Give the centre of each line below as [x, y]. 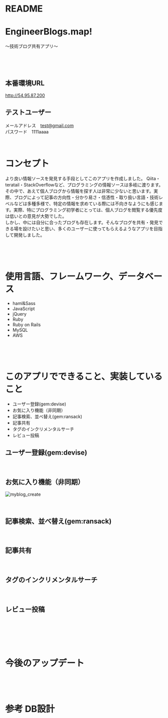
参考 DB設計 [30, 709]
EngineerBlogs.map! [49, 32]
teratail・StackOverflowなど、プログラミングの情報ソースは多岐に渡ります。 [84, 185]
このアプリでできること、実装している [84, 376]
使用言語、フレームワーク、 [62, 276]
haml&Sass [24, 303]
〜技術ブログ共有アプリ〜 [32, 46]
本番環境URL [25, 83]
